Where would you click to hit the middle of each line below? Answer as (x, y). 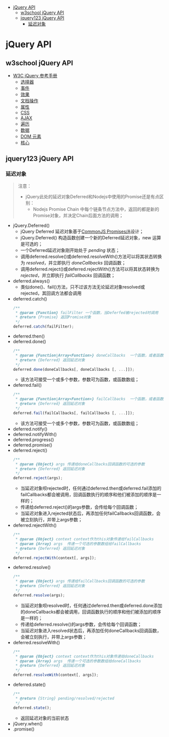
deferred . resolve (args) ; (39, 595)
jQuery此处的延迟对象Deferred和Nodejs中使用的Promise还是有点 (92, 196)
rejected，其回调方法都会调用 (51, 293)
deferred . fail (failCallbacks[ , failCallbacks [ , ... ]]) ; (74, 413)
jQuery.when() (28, 723)
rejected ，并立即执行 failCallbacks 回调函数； (68, 275)
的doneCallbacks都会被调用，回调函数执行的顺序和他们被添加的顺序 (91, 612)
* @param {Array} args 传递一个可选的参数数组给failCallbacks (78, 544)
